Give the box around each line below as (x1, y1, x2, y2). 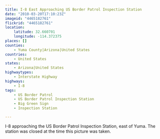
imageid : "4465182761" (5, 16, 51, 21)
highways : (5, 79, 25, 83)
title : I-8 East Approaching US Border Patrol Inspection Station (5, 7, 142, 12)
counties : (5, 43, 25, 48)
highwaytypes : (5, 70, 34, 75)
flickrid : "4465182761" (5, 20, 53, 26)
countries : (5, 52, 27, 57)
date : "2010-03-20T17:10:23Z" (5, 12, 66, 16)
